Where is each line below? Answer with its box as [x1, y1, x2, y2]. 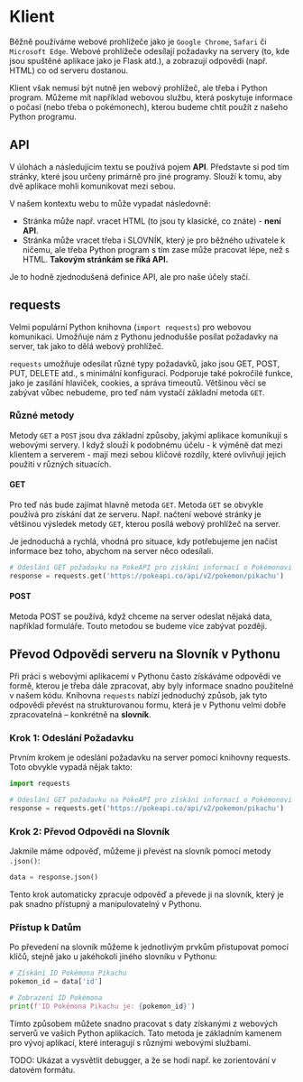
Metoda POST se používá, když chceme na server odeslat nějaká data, [9, 611, 272, 622]
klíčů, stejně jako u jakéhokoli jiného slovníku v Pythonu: [9, 951, 218, 962]
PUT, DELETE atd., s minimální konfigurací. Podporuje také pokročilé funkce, [9, 367, 293, 378]
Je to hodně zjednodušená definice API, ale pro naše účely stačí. [9, 271, 251, 282]
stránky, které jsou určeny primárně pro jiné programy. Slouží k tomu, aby [9, 171, 282, 181]
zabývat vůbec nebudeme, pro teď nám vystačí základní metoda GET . [9, 386, 265, 398]
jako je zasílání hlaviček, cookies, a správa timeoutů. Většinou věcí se [9, 377, 267, 388]
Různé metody [9, 409, 75, 421]
